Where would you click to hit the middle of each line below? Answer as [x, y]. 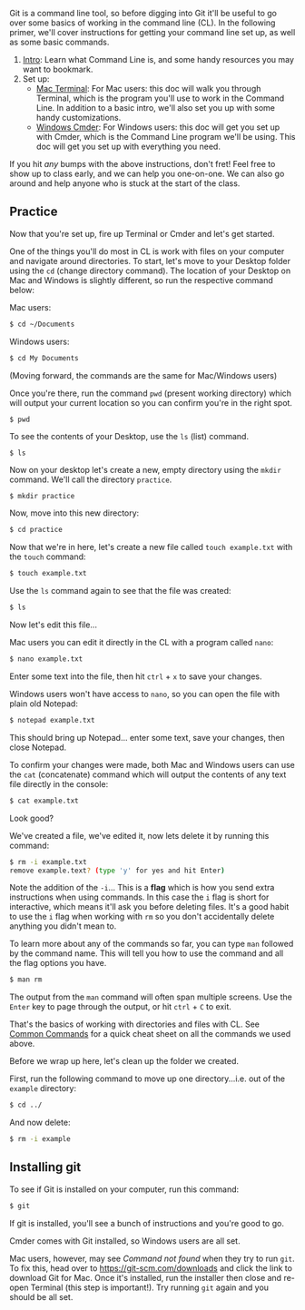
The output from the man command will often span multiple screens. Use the [151, 997]
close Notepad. [38, 747]
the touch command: [48, 557]
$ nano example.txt [46, 659]
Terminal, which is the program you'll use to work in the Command [160, 98]
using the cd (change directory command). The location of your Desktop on [150, 271]
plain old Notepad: [44, 704]
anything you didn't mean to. [63, 926]
